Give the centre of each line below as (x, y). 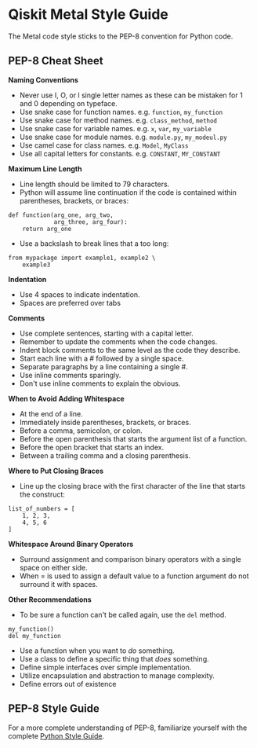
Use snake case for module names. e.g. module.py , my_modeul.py (123, 137)
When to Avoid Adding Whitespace (66, 398)
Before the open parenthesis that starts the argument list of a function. (133, 438)
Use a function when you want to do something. (97, 651)
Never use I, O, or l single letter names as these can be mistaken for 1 (131, 95)
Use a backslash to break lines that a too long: (94, 243)
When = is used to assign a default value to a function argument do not (134, 576)
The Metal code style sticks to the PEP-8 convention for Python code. (121, 36)
